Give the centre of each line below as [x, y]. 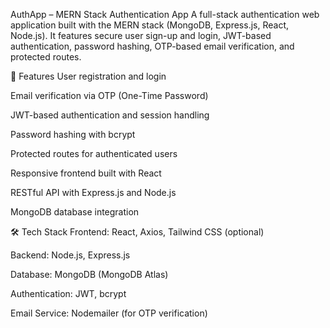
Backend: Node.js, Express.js [70, 255]
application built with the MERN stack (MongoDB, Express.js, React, [149, 25]
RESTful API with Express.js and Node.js [93, 192]
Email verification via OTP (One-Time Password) [109, 95]
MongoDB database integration [75, 212]
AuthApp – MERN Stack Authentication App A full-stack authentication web [165, 14]
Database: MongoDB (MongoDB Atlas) [89, 274]
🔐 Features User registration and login [88, 76]
